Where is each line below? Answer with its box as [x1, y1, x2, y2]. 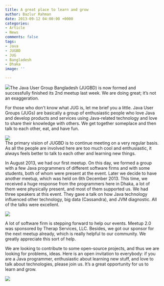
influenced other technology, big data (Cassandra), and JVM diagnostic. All [5, 197, 157, 202]
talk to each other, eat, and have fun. [5, 126, 79, 131]
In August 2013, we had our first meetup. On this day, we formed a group [5, 160, 152, 166]
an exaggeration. [5, 95, 39, 101]
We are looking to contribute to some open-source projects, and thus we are [5, 246, 160, 251]
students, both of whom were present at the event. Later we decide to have [5, 170, 157, 176]
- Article [5, 26, 25, 30]
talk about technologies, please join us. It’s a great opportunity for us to [5, 261, 149, 267]
